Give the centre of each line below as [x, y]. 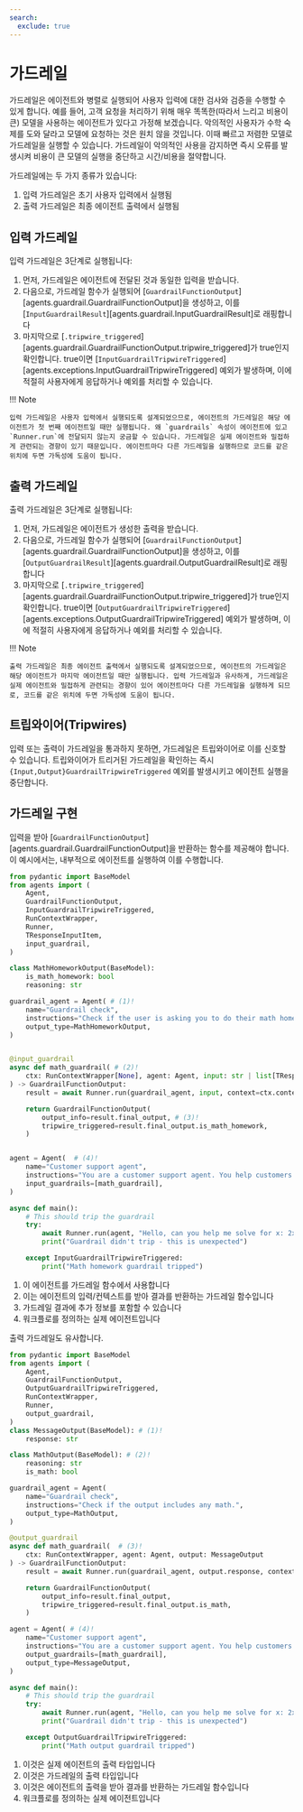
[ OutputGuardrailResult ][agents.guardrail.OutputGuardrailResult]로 [147, 563]
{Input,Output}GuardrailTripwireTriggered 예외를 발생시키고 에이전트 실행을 [149, 771]
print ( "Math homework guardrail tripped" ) [123, 1266]
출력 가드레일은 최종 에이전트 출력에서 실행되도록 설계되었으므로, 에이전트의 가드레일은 [148, 667]
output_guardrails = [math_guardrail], [96, 1654]
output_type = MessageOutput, [78, 1663]
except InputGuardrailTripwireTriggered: [104, 1258]
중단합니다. [29, 782]
